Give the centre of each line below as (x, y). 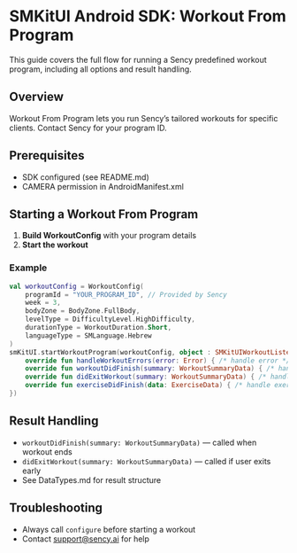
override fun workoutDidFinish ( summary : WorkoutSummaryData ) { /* (150, 369)
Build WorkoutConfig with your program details (109, 236)
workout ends (47, 452)
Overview (37, 97)
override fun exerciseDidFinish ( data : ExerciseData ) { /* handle (148, 386)
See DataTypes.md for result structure (91, 479)
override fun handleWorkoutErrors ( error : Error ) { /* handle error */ (158, 361)
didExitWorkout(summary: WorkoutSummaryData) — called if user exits (146, 461)
